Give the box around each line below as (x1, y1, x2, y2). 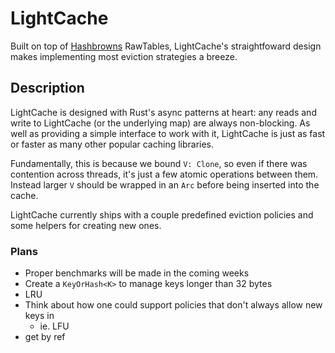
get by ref (24, 331, 66, 343)
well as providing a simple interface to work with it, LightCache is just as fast (10, 127, 326, 139)
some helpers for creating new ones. (10, 219, 162, 231)
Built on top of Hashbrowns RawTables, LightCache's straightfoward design (10, 40, 322, 52)
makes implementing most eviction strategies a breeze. (10, 50, 238, 62)
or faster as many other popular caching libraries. (10, 138, 215, 150)
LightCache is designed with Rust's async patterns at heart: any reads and (10, 106, 317, 118)
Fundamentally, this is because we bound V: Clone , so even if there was (10, 157, 308, 169)
